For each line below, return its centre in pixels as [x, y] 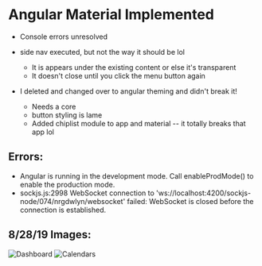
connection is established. [63, 210]
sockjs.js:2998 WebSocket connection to [87, 193]
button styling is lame [67, 115]
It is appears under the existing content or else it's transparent [134, 67]
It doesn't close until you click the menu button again [118, 75]
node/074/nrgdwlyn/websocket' [72, 201]
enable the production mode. [67, 184]
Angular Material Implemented [111, 15]
